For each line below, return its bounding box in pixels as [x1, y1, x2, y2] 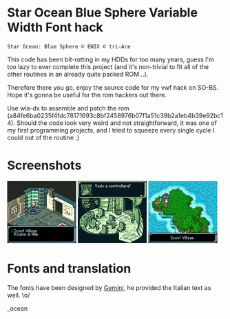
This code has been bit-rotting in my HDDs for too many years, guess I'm [7, 55, 215, 64]
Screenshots [7, 157, 82, 173]
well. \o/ [7, 291, 30, 299]
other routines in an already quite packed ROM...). [7, 70, 149, 78]
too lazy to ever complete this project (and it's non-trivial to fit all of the [7, 62, 209, 70]
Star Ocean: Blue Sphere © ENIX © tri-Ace [7, 43, 131, 50]
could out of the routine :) [7, 133, 80, 142]
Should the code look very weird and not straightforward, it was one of [17, 119, 217, 127]
